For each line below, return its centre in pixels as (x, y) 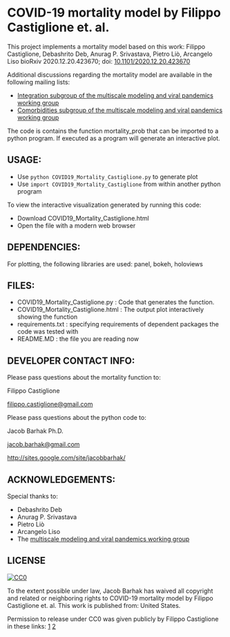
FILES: (21, 285)
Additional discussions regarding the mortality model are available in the (110, 75)
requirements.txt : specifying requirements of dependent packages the (118, 324)
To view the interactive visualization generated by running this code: (104, 205)
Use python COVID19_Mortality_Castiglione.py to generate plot (107, 176)
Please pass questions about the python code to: (77, 418)
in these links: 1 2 (32, 626)
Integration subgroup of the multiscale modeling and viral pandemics (115, 95)
